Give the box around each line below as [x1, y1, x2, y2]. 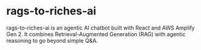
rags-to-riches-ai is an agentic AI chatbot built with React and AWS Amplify [6, 24, 196, 31]
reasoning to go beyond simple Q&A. [6, 37, 98, 44]
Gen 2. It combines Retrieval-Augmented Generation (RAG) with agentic [6, 30, 186, 37]
